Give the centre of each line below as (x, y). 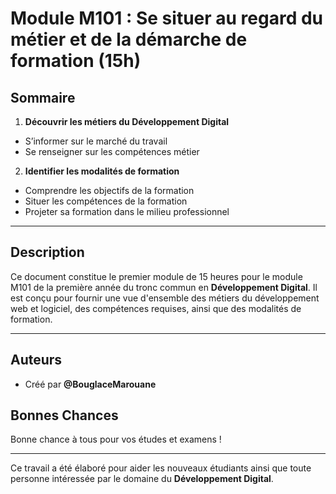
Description (47, 252)
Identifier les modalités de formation (102, 171)
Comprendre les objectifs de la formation (109, 190)
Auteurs (36, 360)
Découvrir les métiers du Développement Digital (127, 121)
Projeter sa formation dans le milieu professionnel (127, 211)
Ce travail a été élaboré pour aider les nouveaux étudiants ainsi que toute (161, 468)
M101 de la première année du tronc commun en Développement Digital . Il (164, 287)
